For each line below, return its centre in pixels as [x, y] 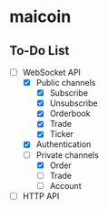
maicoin [40, 17]
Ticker [62, 134]
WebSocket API [52, 72]
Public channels [66, 83]
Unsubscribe [74, 103]
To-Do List [39, 51]
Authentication [64, 144]
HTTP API [41, 196]
